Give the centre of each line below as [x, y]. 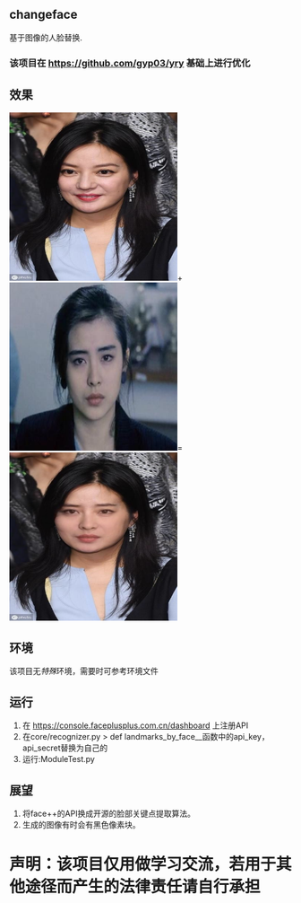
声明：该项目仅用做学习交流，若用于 [143, 864]
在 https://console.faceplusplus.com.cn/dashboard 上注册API [135, 725]
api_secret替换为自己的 [65, 748]
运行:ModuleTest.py [59, 759]
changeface [43, 15]
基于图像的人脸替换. [46, 37]
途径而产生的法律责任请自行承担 [143, 887]
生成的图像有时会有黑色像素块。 [81, 824]
